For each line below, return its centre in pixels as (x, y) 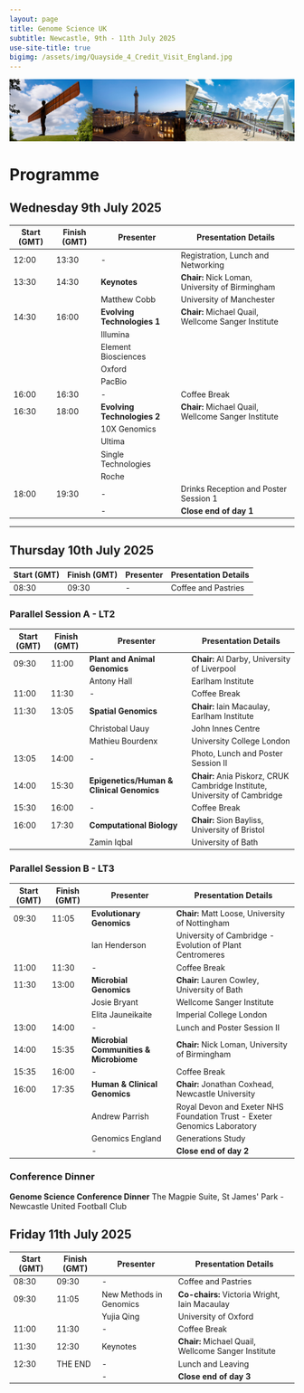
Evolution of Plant (209, 945)
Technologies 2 (131, 416)
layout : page (34, 19)
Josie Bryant (115, 1002)
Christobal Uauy (119, 728)
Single (113, 454)
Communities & (121, 1049)
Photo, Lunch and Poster (237, 753)
